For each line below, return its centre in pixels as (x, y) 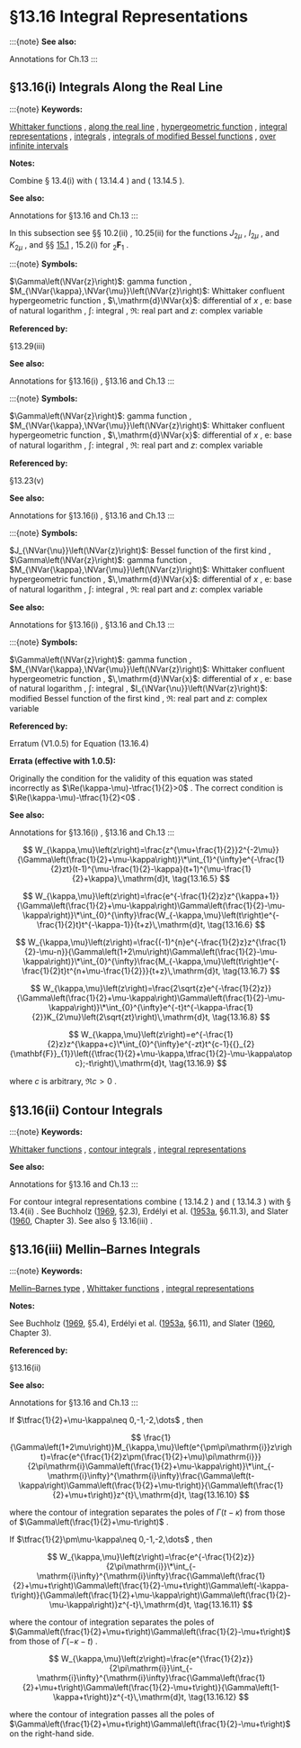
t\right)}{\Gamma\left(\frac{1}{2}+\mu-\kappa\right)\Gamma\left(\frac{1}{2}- (151, 1595)
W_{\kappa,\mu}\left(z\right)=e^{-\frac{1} (157, 1035)
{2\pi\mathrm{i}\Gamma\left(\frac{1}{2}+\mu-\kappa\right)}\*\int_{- (151, 1466)
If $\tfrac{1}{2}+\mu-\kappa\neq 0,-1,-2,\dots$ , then (106, 1419)
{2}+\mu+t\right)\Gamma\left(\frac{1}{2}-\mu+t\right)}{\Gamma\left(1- (151, 1687)
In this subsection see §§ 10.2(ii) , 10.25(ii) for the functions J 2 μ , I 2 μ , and (145, 234)
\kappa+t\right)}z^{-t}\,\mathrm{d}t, (120, 1697)
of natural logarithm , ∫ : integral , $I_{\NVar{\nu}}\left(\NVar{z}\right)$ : (138, 688)
